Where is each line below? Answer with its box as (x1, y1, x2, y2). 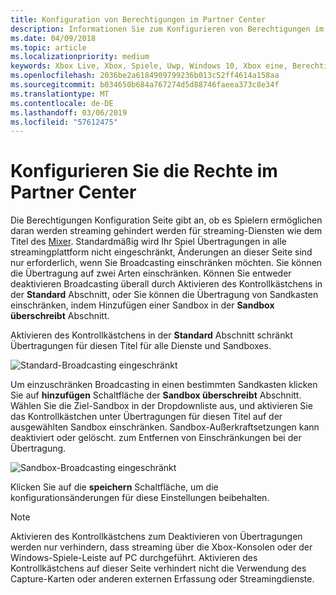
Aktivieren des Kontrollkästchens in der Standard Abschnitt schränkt (10, 329, 293, 341)
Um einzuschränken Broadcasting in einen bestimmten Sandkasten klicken (10, 379, 318, 391)
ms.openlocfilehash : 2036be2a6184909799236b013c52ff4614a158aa (10, 71, 280, 81)
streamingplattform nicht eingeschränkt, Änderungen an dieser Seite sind (10, 246, 313, 258)
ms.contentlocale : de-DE (10, 98, 114, 108)
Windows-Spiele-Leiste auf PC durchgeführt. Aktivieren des (10, 552, 258, 564)
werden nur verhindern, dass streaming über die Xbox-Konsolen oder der (10, 541, 313, 553)
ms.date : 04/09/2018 (10, 33, 97, 43)
